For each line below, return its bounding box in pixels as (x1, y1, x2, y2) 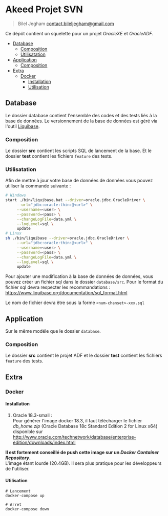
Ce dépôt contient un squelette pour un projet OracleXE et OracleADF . (5, 30, 154, 36)
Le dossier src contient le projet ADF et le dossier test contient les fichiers (5, 352, 162, 359)
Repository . (5, 455, 31, 461)
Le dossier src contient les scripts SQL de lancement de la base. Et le (5, 147, 152, 154)
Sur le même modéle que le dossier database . (5, 328, 101, 334)
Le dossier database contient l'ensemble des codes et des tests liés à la (5, 112, 157, 118)
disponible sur (12, 428, 43, 435)
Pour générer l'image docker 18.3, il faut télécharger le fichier (12, 417, 142, 423)
